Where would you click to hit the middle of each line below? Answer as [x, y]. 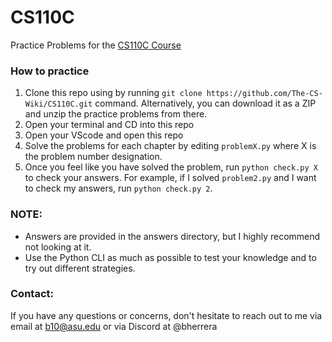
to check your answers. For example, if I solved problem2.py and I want [170, 178]
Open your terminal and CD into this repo [109, 125]
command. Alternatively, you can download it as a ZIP [205, 103]
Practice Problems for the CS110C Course [96, 45]
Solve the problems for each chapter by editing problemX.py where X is [170, 146]
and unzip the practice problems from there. [116, 114]
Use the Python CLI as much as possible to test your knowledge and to [170, 257]
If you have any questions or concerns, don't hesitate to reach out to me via [166, 315]
